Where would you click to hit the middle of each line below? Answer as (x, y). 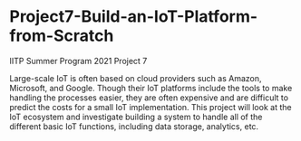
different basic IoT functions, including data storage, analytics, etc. (134, 126)
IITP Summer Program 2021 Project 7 (78, 61)
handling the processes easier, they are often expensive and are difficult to (149, 98)
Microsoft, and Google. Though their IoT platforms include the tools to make (151, 88)
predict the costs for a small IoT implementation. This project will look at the (150, 107)
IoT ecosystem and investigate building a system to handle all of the (136, 117)
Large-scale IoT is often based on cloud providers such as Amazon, (136, 78)
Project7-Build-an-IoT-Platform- (134, 17)
